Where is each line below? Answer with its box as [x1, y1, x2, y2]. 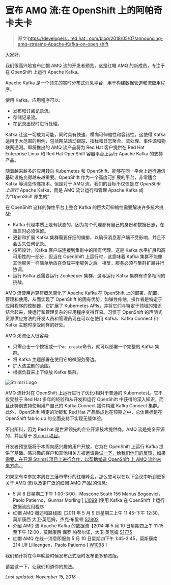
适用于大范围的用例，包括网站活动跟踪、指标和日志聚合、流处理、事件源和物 [5, 137, 166, 144]
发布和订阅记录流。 [12, 108, 53, 114]
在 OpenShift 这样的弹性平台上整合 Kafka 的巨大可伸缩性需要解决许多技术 [5, 204, 159, 210]
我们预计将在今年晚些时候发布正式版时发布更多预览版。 [5, 552, 121, 558]
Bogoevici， [137, 490, 163, 497]
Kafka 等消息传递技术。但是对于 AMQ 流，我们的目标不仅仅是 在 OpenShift [5, 180, 161, 186]
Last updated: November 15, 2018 [5, 573, 76, 580]
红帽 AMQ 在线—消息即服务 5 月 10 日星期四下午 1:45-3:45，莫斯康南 [12, 535, 158, 542]
